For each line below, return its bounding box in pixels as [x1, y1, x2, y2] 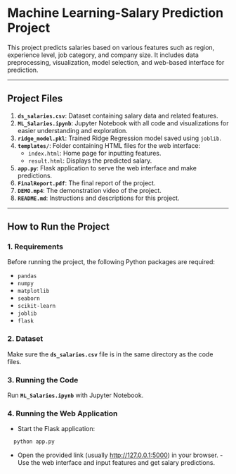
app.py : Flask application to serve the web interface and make [17, 163, 197, 172]
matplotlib [17, 287, 50, 295]
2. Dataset [7, 334, 44, 344]
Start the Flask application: [17, 425, 96, 433]
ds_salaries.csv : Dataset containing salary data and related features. [17, 111, 219, 120]
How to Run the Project [7, 220, 110, 233]
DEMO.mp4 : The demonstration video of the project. [17, 186, 162, 194]
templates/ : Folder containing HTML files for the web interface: [17, 141, 201, 149]
